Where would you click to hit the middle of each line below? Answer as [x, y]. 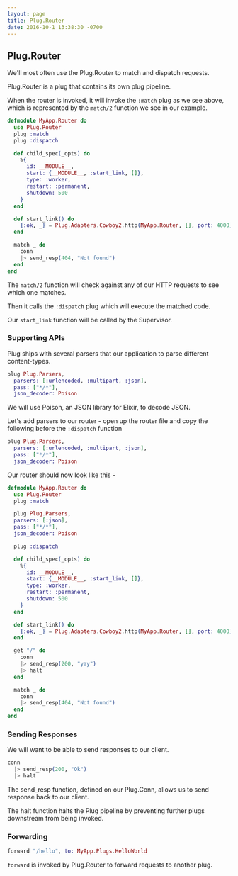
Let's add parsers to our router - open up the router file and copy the [108, 421]
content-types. [29, 361]
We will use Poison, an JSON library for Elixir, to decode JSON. [99, 408]
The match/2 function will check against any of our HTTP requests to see [113, 285]
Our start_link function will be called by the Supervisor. [90, 320]
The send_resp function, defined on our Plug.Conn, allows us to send [108, 790]
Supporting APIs [36, 338]
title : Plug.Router [36, 21]
